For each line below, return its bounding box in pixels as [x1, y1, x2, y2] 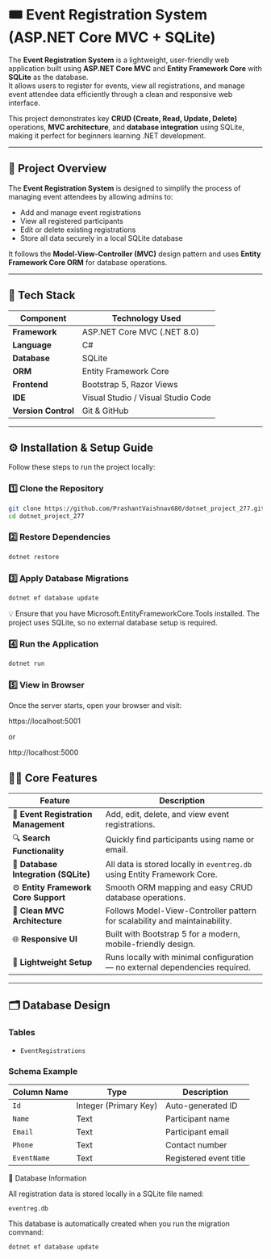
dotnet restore [8, 553, 60, 561]
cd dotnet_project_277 [8, 512, 85, 520]
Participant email [165, 1126, 230, 1138]
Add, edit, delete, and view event [105, 809, 230, 820]
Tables [8, 1027, 35, 1038]
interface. [8, 98, 40, 107]
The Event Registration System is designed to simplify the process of [8, 183, 241, 193]
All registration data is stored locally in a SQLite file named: [8, 1189, 204, 1199]
